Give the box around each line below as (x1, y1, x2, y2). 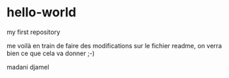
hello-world (6, 4, 77, 21)
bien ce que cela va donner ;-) (6, 49, 95, 57)
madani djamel (6, 62, 49, 71)
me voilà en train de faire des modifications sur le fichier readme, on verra (6, 41, 222, 50)
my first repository (6, 28, 61, 36)
